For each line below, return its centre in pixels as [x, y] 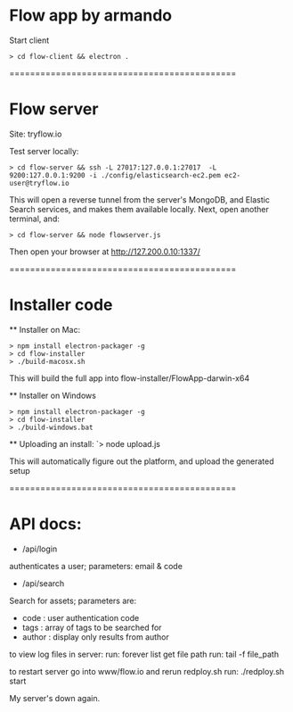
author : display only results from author [95, 637]
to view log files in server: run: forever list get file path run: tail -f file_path [144, 654]
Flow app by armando [90, 16]
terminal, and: [34, 219]
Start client [29, 40]
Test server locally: [44, 151]
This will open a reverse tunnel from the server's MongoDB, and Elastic [139, 199]
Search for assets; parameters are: [73, 600]
